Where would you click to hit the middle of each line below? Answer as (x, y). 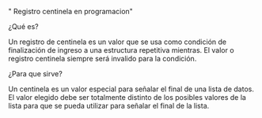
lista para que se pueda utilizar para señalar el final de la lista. (109, 106)
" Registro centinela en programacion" (70, 11)
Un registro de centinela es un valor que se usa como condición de (118, 42)
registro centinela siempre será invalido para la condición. (103, 59)
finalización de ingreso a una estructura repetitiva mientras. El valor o (122, 50)
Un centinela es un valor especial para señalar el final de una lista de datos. (131, 89)
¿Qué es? (23, 26)
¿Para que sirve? (36, 74)
